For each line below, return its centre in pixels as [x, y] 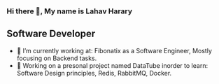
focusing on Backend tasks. [57, 58]
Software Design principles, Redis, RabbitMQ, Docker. [94, 73]
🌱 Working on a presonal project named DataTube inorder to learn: [112, 65]
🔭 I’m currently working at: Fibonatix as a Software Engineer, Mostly [114, 50]
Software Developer [51, 34]
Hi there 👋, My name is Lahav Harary [70, 11]
